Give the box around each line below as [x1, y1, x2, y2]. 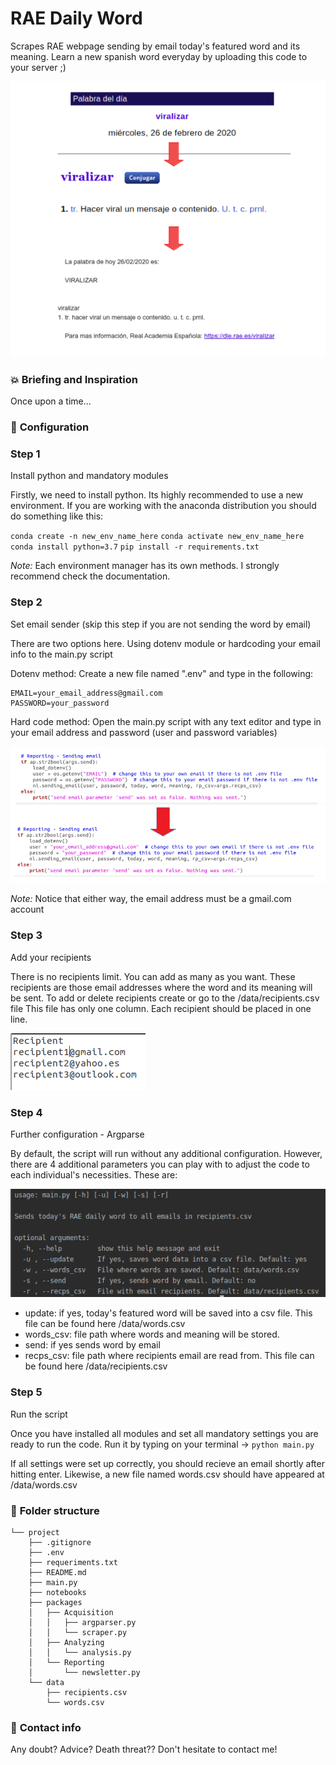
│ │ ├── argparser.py [28, 1617, 137, 1627]
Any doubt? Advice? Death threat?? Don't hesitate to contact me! [10, 1743, 278, 1756]
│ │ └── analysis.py [28, 1647, 132, 1657]
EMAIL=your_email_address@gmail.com [10, 688, 163, 698]
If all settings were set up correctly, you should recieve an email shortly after [10, 1457, 325, 1469]
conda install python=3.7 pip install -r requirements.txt [10, 542, 260, 552]
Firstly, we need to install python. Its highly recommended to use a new [10, 489, 304, 501]
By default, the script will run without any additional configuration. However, [10, 1147, 323, 1159]
